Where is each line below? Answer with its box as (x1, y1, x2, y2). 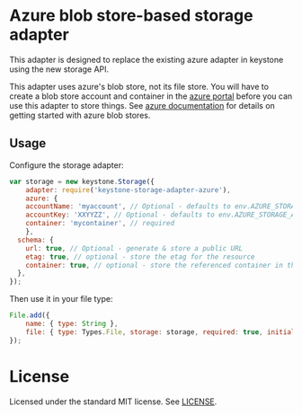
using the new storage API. (9, 64, 110, 75)
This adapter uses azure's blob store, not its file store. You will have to (9, 81, 270, 92)
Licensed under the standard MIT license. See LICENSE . (9, 396, 218, 407)
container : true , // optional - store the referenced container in (25, 260, 283, 269)
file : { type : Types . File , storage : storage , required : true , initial (25, 327, 296, 337)
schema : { (17, 235, 54, 244)
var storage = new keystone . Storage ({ (9, 177, 155, 186)
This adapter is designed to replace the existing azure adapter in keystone (9, 54, 284, 65)
